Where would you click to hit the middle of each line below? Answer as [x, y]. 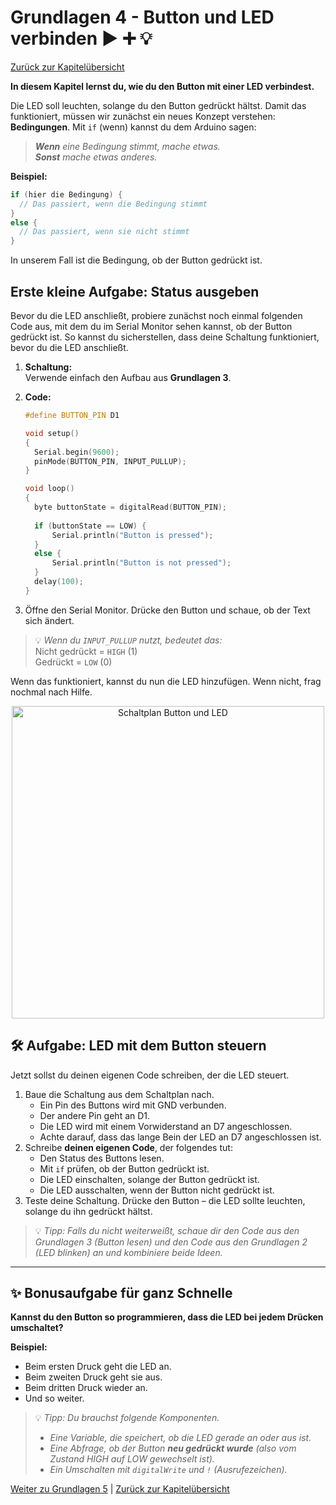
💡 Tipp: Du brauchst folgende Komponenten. [127, 1418]
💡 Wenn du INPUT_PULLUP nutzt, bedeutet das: [128, 640]
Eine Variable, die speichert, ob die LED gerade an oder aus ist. [180, 1438]
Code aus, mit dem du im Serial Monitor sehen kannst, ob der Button [151, 326]
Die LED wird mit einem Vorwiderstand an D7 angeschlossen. [166, 1126]
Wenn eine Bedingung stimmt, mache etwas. [127, 146]
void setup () [52, 433]
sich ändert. [49, 620]
